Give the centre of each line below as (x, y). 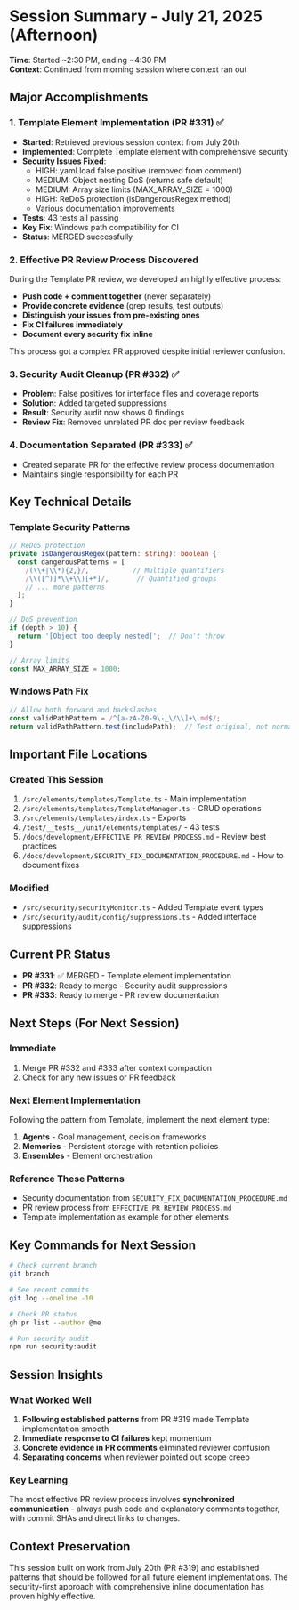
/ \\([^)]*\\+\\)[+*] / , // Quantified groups (121, 579)
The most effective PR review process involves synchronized (122, 1500)
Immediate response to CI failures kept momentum (117, 1437)
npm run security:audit (53, 1347)
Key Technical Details (70, 501)
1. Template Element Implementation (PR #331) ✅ (117, 123)
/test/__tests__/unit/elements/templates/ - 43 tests (121, 827)
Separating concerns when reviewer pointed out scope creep (136, 1457)
